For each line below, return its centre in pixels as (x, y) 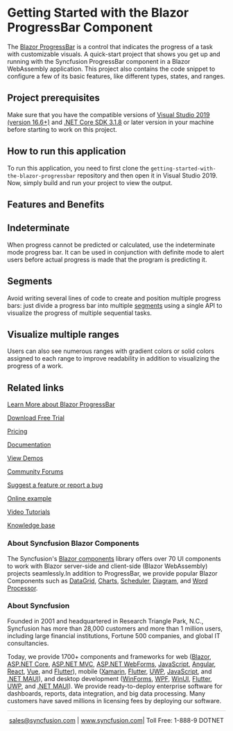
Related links (36, 387)
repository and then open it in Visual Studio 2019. (147, 175)
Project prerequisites (54, 98)
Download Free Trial (36, 418)
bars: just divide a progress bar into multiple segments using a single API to (115, 305)
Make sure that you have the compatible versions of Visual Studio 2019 (109, 114)
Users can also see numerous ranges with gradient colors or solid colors (111, 351)
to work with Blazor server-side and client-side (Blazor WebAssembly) (107, 566)
